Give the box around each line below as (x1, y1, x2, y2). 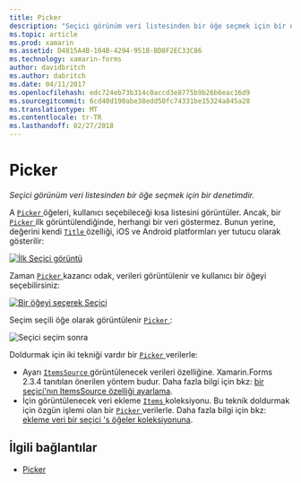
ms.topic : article (9, 30, 78, 39)
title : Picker (9, 13, 63, 22)
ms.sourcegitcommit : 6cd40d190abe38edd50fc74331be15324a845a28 (9, 96, 251, 106)
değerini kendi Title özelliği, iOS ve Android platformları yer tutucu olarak (9, 226, 281, 237)
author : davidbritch (9, 64, 87, 73)
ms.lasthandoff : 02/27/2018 (9, 122, 115, 131)
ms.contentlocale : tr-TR (9, 113, 102, 122)
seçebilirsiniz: (9, 280, 60, 290)
